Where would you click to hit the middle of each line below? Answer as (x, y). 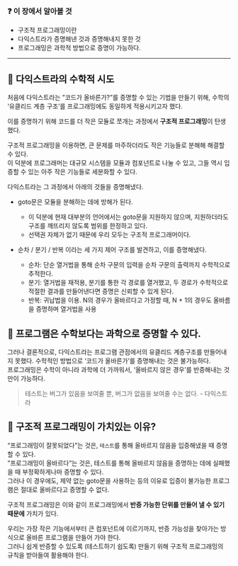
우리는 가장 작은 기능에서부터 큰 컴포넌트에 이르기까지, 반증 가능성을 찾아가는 (113, 528)
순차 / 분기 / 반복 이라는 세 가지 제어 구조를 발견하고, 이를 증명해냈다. (112, 250)
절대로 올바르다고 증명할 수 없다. (65, 489)
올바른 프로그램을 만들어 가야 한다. (73, 537)
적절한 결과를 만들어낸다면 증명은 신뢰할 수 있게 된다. (101, 291)
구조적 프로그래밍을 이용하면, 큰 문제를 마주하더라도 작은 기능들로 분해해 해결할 (116, 145)
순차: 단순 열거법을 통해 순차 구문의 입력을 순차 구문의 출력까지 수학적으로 (129, 265)
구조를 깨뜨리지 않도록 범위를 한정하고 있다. (88, 226)
